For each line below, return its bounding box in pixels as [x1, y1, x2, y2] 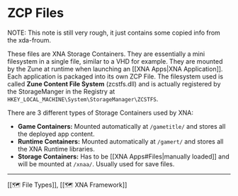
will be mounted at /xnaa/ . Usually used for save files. [17, 159, 175, 168]
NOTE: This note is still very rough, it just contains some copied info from [7, 28, 221, 37]
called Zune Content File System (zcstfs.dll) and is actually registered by [7, 79, 221, 88]
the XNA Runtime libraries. [17, 144, 96, 153]
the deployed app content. [17, 129, 95, 138]
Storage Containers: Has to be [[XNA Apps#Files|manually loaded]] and [17, 152, 230, 161]
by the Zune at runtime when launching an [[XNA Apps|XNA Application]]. [7, 64, 223, 73]
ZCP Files [7, 5, 64, 21]
